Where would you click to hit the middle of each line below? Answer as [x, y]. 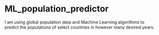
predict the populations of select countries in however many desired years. [79, 27]
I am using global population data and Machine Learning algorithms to [74, 22]
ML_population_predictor [57, 9]
